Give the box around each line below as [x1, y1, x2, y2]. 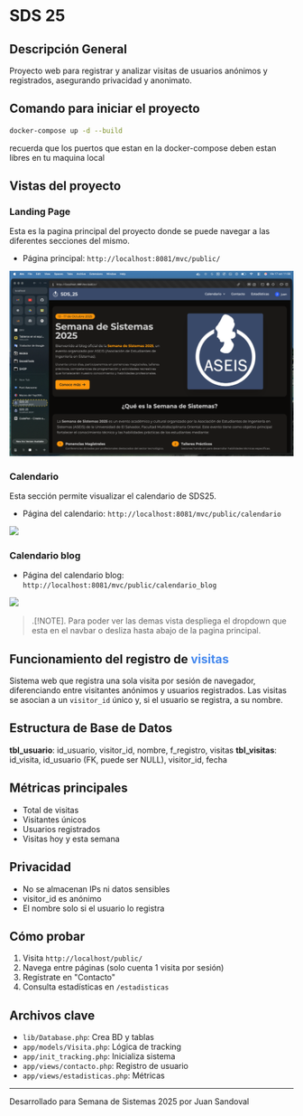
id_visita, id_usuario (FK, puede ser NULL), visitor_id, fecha [9, 754, 228, 764]
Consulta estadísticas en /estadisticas [22, 981, 170, 992]
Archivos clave [9, 1008, 96, 1023]
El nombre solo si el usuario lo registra [22, 903, 165, 914]
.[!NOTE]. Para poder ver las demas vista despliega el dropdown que [31, 615, 287, 626]
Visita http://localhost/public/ [22, 952, 142, 963]
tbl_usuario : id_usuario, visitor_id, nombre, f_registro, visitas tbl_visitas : [9, 745, 278, 755]
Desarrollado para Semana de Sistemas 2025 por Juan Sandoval [9, 1096, 250, 1107]
